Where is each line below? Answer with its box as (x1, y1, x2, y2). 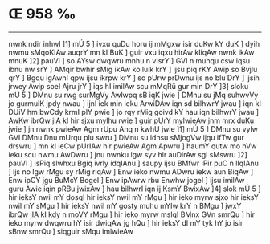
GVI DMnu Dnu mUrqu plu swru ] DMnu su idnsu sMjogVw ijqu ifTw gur (8, 132, 245, 142)
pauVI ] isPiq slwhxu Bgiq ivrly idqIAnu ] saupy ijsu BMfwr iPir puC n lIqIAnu (8, 158, 260, 168)
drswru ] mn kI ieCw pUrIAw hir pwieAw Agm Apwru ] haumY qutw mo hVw (8, 141, 257, 151)
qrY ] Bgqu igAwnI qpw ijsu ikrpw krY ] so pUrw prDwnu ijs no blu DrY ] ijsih (8, 73, 260, 83)
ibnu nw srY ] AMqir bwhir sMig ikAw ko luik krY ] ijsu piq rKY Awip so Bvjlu (8, 64, 258, 74)
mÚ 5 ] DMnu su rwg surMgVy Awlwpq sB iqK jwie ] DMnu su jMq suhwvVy (8, 90, 259, 100)
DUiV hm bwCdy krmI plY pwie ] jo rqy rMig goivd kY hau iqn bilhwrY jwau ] (8, 107, 260, 116)
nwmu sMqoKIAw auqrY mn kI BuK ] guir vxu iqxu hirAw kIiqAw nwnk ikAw (8, 47, 255, 57)
